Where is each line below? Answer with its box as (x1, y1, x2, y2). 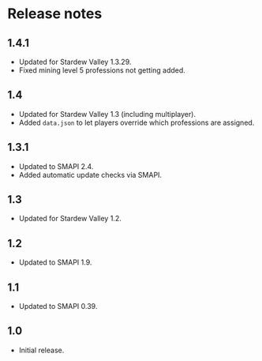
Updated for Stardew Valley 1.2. (18, 214, 122, 224)
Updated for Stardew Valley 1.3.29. (18, 57, 132, 66)
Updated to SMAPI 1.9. (18, 258, 92, 267)
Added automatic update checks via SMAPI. (18, 170, 163, 179)
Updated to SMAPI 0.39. (18, 302, 98, 311)
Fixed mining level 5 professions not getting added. (18, 66, 186, 75)
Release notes (7, 5, 103, 23)
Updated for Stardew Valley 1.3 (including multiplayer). (18, 109, 196, 118)
